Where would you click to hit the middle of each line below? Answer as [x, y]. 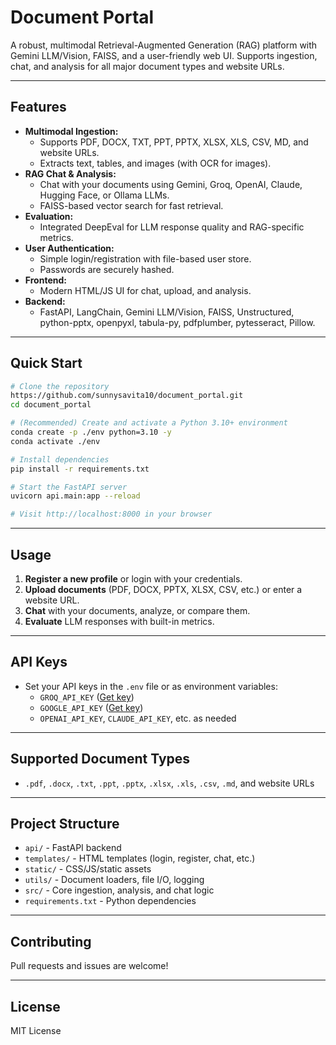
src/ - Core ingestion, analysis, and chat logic [119, 890]
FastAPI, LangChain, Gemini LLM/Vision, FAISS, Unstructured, [167, 312]
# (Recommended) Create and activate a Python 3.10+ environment [149, 423]
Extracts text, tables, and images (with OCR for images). [155, 163]
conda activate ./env [55, 441]
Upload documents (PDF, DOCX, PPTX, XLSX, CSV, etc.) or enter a [163, 589]
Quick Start [46, 363]
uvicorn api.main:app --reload [75, 496]
